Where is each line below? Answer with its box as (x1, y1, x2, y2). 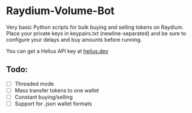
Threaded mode (14, 80, 54, 87)
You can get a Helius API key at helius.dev (6, 47, 109, 54)
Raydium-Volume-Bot (6, 4, 115, 18)
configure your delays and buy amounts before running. (6, 36, 142, 43)
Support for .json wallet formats (14, 100, 92, 107)
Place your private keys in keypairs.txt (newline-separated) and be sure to (6, 29, 187, 36)
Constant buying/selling (14, 93, 73, 101)
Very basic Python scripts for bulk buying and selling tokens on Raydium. (6, 24, 184, 31)
